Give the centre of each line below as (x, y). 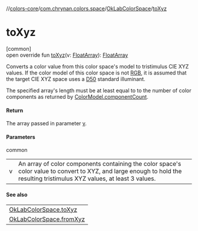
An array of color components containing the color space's (100, 164)
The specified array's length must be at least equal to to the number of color (99, 90)
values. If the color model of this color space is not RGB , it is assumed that (96, 73)
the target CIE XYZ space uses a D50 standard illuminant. (76, 79)
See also (17, 194)
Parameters (21, 137)
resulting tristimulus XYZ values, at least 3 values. (87, 178)
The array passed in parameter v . (47, 123)
